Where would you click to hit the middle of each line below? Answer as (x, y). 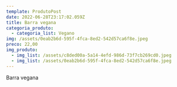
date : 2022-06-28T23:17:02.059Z (45, 17)
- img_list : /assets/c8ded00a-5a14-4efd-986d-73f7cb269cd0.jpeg (91, 55)
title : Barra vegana (31, 22)
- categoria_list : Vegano (43, 34)
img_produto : (22, 50)
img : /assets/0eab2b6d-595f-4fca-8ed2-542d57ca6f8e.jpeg (77, 39)
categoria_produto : (30, 28)
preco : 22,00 (22, 45)
